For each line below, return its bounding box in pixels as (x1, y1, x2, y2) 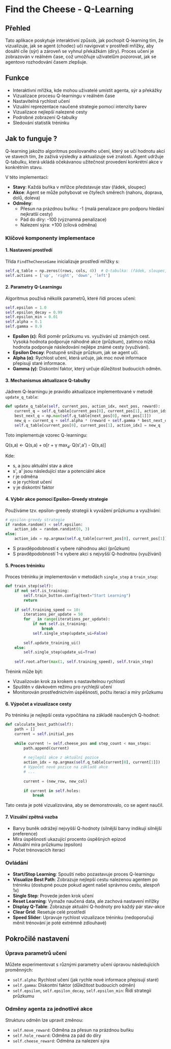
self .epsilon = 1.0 (5, 305, 47, 310)
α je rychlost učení (12, 479, 52, 485)
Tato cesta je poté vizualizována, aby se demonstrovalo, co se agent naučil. (5, 802, 164, 808)
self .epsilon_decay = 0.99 (5, 309, 63, 315)
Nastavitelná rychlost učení (12, 98, 70, 104)
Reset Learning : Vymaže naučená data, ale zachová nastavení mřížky (12, 898, 159, 904)
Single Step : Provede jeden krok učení (12, 892, 94, 899)
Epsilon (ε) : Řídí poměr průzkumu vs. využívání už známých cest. (12, 333, 150, 339)
